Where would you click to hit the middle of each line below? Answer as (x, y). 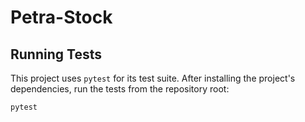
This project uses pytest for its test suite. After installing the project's (153, 78)
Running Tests (56, 54)
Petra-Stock (61, 17)
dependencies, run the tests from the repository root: (120, 89)
